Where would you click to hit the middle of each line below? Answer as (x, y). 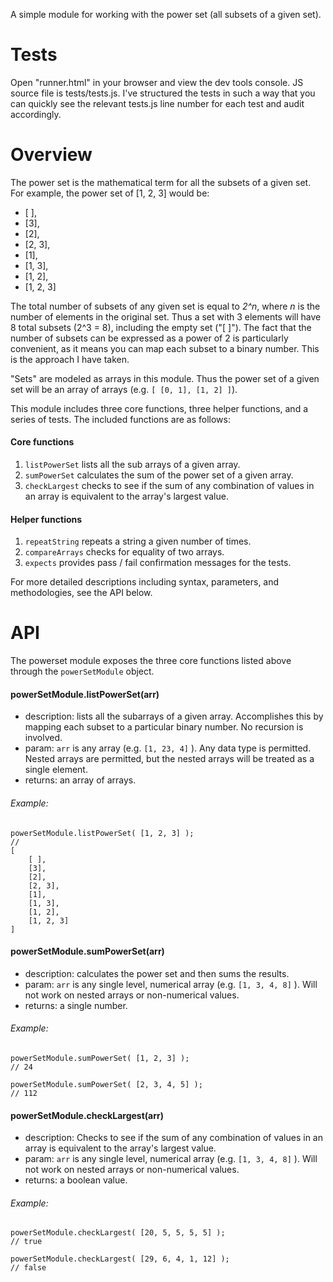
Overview (51, 155)
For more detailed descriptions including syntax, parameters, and (145, 582)
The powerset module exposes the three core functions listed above (151, 661)
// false (28, 1268)
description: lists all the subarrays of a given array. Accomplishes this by (174, 716)
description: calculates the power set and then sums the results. (157, 973)
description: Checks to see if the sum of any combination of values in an (173, 1138)
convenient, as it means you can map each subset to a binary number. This (165, 348)
